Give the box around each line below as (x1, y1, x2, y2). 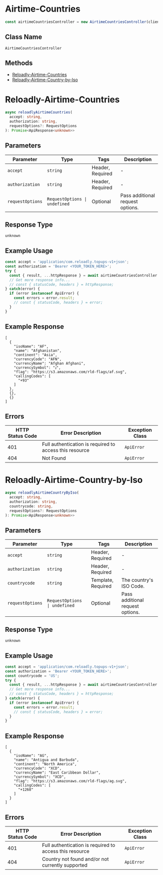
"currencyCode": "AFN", (14, 357, 62, 362)
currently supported (42, 861, 88, 868)
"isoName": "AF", (14, 344, 49, 349)
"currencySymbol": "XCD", (14, 775, 66, 779)
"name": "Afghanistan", (14, 348, 62, 353)
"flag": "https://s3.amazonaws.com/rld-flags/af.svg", (14, 369, 127, 374)
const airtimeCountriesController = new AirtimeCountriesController (5, 19, 147, 24)
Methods (5, 59, 33, 67)
